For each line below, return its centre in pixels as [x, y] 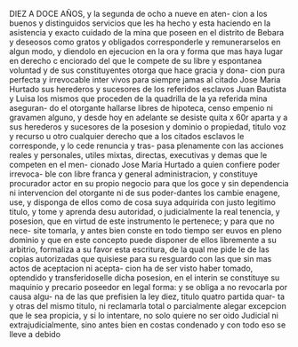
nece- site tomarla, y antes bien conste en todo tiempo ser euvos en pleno [145, 230]
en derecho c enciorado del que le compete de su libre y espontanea [136, 61]
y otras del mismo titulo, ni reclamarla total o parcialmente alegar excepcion [148, 306]
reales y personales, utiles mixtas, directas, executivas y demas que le [138, 155]
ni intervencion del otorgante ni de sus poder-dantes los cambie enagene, [145, 193]
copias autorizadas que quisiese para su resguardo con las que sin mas [141, 259]
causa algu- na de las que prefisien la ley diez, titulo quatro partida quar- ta [147, 296]
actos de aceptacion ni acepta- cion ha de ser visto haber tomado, [131, 268]
